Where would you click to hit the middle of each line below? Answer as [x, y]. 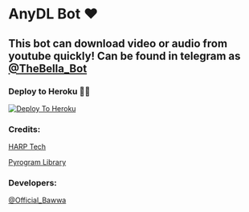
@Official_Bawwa [37, 200]
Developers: [33, 183]
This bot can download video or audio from [118, 44]
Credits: [24, 129]
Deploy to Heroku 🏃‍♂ [49, 91]
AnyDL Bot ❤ [53, 14]
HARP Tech [27, 147]
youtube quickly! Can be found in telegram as [124, 56]
